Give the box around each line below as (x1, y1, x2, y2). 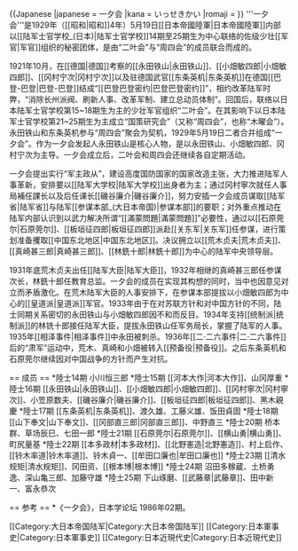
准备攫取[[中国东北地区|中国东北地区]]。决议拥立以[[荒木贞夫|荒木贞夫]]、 (16, 235, 286, 245)
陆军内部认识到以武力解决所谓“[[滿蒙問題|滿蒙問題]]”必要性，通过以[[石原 (9, 213, 277, 223)
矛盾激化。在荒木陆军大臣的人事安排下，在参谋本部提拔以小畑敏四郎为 (24, 287, 281, 297)
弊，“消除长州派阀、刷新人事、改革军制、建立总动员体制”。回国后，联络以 (9, 94, 281, 105)
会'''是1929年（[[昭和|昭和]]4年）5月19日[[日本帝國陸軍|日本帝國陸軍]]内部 (9, 20, 282, 30)
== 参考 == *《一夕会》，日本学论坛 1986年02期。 (9, 502, 191, 513)
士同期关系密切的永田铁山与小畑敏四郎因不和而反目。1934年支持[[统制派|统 (9, 310, 284, 319)
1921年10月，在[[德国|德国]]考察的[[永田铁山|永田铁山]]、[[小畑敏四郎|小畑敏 (9, 61, 287, 71)
